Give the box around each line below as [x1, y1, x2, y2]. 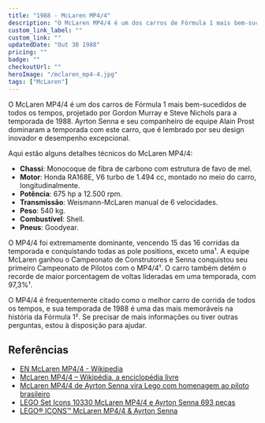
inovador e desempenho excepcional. [8, 133, 131, 142]
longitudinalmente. [19, 180, 80, 190]
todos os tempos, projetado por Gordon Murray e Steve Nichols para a [8, 108, 237, 117]
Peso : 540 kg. [19, 206, 65, 215]
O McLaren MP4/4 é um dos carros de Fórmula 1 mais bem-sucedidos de [8, 100, 247, 109]
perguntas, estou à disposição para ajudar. [8, 320, 147, 330]
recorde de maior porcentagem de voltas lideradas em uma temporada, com [8, 271, 256, 281]
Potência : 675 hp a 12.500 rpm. [19, 189, 123, 198]
